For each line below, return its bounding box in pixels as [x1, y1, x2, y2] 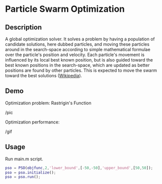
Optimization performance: [5, 119, 60, 125]
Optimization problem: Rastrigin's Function [5, 100, 92, 106]
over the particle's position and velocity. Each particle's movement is [5, 52, 145, 58]
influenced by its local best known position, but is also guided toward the [5, 57, 153, 62]
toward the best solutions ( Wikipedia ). [5, 73, 82, 78]
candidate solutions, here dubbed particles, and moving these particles [5, 41, 150, 47]
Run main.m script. [5, 156, 43, 162]
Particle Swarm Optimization [5, 3, 125, 15]
